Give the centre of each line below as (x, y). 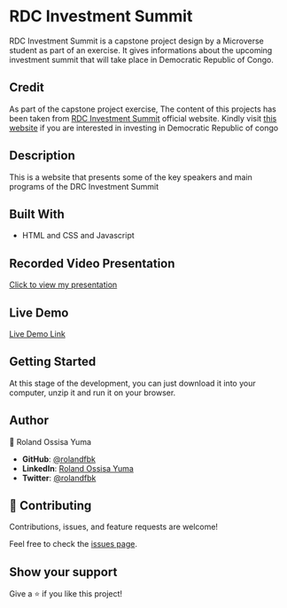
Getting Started (53, 362)
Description (42, 156)
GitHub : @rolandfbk (58, 459)
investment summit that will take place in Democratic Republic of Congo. (142, 59)
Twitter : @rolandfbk (59, 478)
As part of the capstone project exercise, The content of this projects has (143, 109)
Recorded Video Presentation (92, 263)
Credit (27, 87)
